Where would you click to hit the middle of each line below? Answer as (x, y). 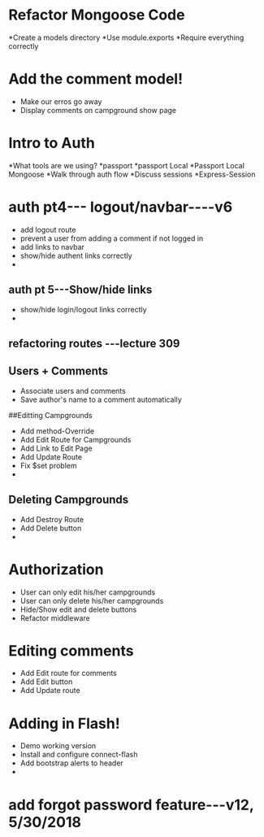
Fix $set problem (48, 465)
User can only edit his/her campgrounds (88, 592)
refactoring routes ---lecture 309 (94, 343)
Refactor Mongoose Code (97, 15)
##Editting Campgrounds (50, 415)
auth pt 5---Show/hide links (80, 290)
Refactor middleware (55, 618)
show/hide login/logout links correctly (84, 309)
